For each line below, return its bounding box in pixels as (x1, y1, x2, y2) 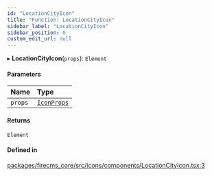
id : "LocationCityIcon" (7, 10, 75, 17)
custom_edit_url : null (7, 36, 72, 42)
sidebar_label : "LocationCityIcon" (7, 23, 109, 29)
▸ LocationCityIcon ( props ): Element (7, 54, 107, 62)
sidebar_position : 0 (7, 29, 67, 36)
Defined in (7, 146, 38, 154)
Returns (7, 116, 31, 124)
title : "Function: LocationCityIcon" (7, 16, 115, 23)
